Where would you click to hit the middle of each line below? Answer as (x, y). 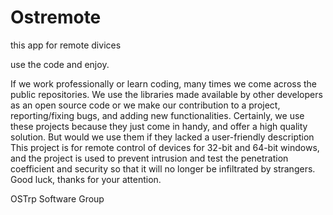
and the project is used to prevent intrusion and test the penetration (149, 158)
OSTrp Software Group (57, 198)
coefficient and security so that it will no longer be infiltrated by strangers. (163, 168)
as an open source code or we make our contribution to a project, (145, 105)
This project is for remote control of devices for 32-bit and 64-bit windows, (165, 147)
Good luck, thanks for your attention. (86, 179)
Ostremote (56, 17)
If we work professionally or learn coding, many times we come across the (164, 83)
